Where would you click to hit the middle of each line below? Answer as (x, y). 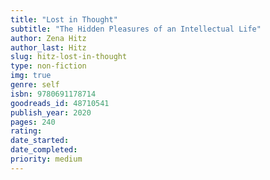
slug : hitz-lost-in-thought (69, 57)
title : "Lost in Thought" (64, 19)
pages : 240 (33, 122)
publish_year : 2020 (51, 112)
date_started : (40, 141)
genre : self (35, 85)
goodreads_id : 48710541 (60, 103)
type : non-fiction (48, 66)
